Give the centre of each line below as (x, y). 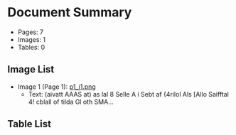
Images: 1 (32, 39)
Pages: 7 (31, 32)
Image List (31, 69)
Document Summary (70, 12)
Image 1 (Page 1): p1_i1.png (57, 87)
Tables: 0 (31, 47)
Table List (29, 124)
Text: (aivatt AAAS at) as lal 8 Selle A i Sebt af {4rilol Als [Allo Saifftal (128, 94)
